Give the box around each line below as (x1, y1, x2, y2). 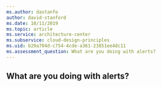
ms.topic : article (6, 26, 53, 32)
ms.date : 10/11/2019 (6, 20, 59, 26)
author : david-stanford (6, 15, 67, 21)
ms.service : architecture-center (6, 32, 91, 38)
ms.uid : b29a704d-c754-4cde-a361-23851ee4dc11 (6, 43, 126, 49)
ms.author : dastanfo (6, 9, 59, 15)
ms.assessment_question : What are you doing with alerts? (6, 49, 156, 55)
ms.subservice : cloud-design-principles (6, 37, 110, 43)
